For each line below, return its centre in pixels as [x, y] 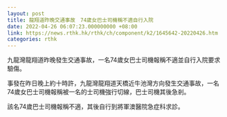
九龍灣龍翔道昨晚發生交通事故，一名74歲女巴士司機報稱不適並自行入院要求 [114, 60]
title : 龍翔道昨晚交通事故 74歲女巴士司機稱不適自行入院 [80, 20]
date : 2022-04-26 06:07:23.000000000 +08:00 [72, 26]
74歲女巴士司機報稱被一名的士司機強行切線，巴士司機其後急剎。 [99, 92]
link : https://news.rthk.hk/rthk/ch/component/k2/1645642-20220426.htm [112, 33]
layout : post [26, 13]
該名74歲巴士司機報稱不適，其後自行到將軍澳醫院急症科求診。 [96, 107]
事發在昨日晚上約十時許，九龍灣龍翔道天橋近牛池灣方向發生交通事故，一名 [113, 83]
